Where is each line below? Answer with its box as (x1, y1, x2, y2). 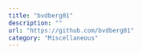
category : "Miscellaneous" (8, 33, 99, 42)
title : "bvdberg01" (8, 11, 74, 20)
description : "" (8, 19, 63, 27)
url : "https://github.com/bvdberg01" (8, 26, 135, 34)
